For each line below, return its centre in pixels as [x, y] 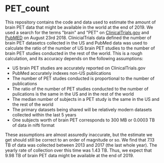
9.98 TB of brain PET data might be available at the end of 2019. [70, 155]
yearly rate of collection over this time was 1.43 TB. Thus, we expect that [79, 150]
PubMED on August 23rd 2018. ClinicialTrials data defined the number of [78, 38]
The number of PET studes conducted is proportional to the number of [83, 78]
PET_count [27, 9]
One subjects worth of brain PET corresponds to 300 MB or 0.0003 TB [83, 120]
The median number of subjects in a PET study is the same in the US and [86, 99]
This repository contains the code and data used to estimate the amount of [81, 22]
